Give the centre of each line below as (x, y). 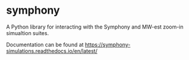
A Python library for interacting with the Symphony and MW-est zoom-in (95, 27)
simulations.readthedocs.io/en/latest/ (52, 50)
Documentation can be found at (45, 45)
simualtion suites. (28, 33)
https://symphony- (108, 45)
